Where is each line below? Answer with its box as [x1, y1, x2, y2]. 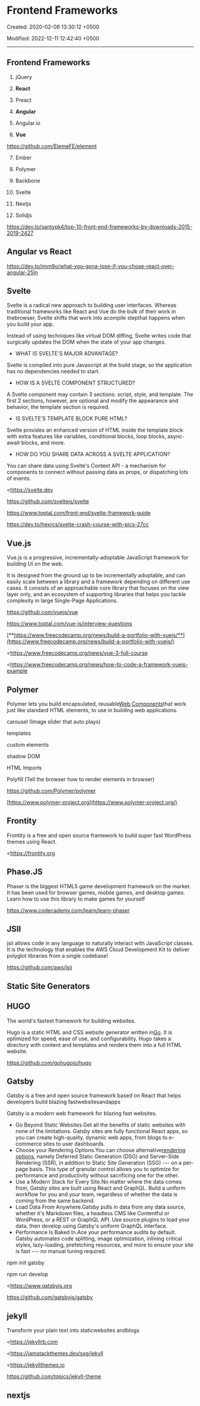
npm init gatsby [7, 1259, 45, 1266]
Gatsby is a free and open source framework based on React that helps [7, 1092, 182, 1099]
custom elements [7, 741, 49, 748]
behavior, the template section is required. [7, 404, 110, 411]
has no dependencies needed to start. [7, 368, 100, 375]
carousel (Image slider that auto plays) [7, 718, 101, 725]
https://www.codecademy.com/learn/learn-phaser [7, 907, 130, 914]
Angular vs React [7, 247, 72, 257]
